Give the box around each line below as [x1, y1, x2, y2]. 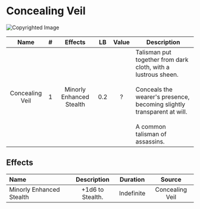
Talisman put [135, 48, 171, 56]
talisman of [135, 130, 167, 138]
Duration [120, 175, 145, 183]
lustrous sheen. [135, 70, 179, 79]
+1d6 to [81, 185, 104, 194]
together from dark [135, 55, 189, 64]
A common [135, 122, 166, 130]
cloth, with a [135, 63, 170, 71]
